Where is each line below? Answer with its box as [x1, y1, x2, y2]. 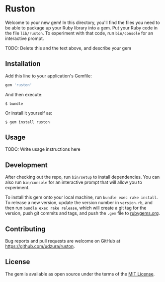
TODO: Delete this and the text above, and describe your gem [5, 45, 132, 51]
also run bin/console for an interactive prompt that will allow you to [5, 179, 143, 185]
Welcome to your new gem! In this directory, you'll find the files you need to [5, 19, 160, 25]
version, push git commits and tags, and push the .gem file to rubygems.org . [5, 210, 161, 216]
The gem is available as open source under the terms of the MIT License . [5, 271, 155, 277]
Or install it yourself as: [5, 110, 52, 116]
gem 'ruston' [5, 82, 32, 87]
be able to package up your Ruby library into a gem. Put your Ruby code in [5, 24, 158, 30]
